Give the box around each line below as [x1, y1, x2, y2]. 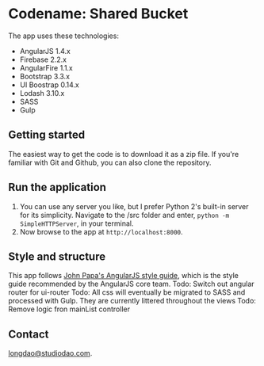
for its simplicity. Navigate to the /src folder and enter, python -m [19, 210, 230, 219]
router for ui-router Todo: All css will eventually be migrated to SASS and [8, 288, 246, 297]
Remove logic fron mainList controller [8, 304, 131, 314]
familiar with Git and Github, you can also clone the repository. [8, 158, 212, 167]
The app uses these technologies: [8, 31, 119, 40]
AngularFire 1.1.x [19, 63, 74, 72]
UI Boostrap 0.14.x [19, 80, 79, 90]
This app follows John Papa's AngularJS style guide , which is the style [8, 271, 239, 280]
